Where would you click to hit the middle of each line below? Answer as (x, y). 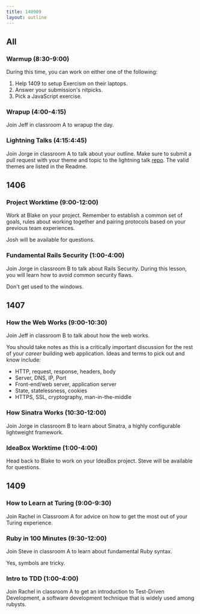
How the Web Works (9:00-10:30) (57, 323)
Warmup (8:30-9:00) (38, 59)
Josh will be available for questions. (50, 240)
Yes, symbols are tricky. (36, 563)
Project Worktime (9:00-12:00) (53, 202)
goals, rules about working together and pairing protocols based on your (96, 222)
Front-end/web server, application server (66, 385)
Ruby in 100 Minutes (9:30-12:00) (56, 538)
